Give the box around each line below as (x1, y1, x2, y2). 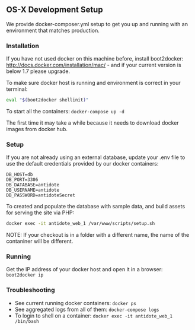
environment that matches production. (6, 27, 100, 34)
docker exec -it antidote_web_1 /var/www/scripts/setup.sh (6, 221, 155, 227)
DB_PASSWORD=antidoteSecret (6, 192, 76, 198)
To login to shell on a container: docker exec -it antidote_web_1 (14, 312, 173, 319)
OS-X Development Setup (6, 5, 103, 15)
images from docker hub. (6, 125, 68, 132)
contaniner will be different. (6, 237, 73, 245)
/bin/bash (14, 318, 40, 324)
